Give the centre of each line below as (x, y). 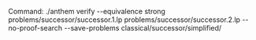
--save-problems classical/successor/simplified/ (143, 28)
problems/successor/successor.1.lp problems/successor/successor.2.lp (124, 20)
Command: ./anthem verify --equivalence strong (87, 11)
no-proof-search (35, 28)
